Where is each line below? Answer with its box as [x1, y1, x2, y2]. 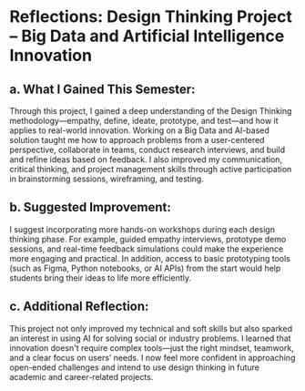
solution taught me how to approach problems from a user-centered [9, 135, 265, 145]
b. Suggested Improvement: [9, 200, 171, 215]
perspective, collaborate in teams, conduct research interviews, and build [9, 144, 285, 155]
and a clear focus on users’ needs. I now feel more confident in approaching [9, 352, 296, 363]
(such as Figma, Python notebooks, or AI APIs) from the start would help [9, 262, 281, 273]
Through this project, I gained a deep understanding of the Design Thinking [9, 106, 292, 116]
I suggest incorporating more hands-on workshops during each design [9, 223, 276, 234]
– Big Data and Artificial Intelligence [9, 26, 285, 46]
